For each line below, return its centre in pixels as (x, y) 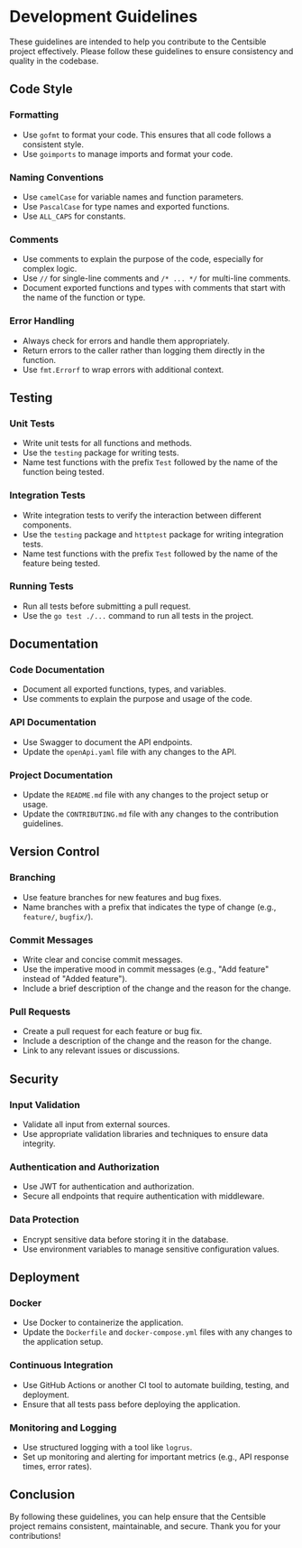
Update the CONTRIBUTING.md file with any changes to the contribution (151, 814)
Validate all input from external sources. (96, 1124)
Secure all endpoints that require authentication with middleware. (143, 1196)
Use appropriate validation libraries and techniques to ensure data (145, 1134)
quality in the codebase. (54, 61)
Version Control (55, 852)
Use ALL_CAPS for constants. (74, 216)
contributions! (35, 1535)
